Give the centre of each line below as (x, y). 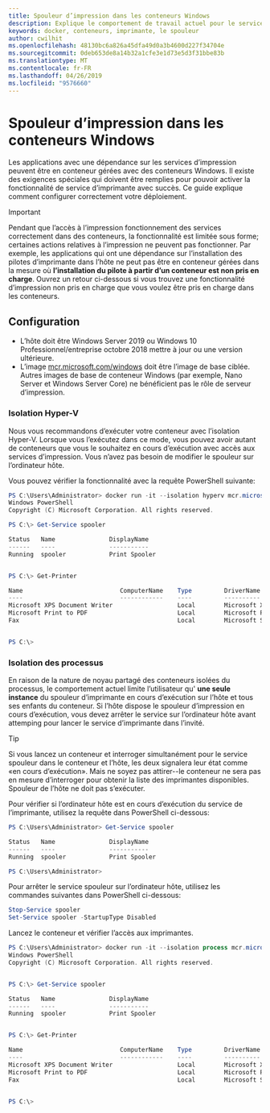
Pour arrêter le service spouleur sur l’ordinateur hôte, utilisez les (115, 887)
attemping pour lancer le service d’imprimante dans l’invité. (106, 723)
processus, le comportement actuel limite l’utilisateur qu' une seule (120, 689)
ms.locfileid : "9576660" (50, 83)
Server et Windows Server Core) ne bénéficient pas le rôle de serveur (135, 384)
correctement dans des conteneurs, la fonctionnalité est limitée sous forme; (134, 236)
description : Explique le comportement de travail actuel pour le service (136, 23)
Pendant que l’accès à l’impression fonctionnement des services (115, 228)
